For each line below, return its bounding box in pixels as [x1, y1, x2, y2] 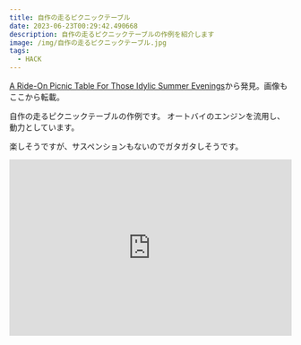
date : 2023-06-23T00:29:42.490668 [9, 22, 139, 30]
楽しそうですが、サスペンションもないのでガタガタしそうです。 [9, 141, 244, 151]
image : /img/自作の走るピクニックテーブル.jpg [9, 38, 168, 47]
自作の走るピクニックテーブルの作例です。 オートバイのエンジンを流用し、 [9, 111, 285, 121]
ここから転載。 [9, 91, 64, 102]
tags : [9, 47, 30, 56]
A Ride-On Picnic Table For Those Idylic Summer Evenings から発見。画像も [9, 81, 288, 91]
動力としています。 [9, 122, 80, 133]
